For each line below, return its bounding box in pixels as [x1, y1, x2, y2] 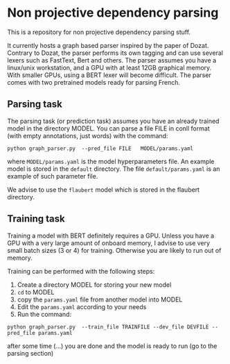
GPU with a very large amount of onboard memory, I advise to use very [7, 238, 210, 247]
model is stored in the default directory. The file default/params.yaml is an [7, 165, 220, 173]
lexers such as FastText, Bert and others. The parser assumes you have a [7, 56, 217, 64]
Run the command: [17, 310, 71, 318]
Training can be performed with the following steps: [7, 267, 155, 275]
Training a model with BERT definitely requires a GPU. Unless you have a [7, 231, 215, 240]
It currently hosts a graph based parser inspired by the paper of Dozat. [7, 41, 209, 49]
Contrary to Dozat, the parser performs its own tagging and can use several [7, 49, 224, 57]
